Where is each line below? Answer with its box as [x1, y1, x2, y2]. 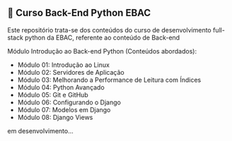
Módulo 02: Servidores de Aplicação [17, 68, 125, 76]
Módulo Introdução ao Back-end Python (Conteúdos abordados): [7, 47, 197, 55]
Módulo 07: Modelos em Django [17, 105, 111, 114]
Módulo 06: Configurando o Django [17, 98, 122, 106]
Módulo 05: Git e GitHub [17, 90, 88, 99]
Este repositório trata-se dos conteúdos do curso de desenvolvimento [7, 25, 211, 34]
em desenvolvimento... [7, 126, 74, 135]
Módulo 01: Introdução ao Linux [17, 61, 110, 69]
